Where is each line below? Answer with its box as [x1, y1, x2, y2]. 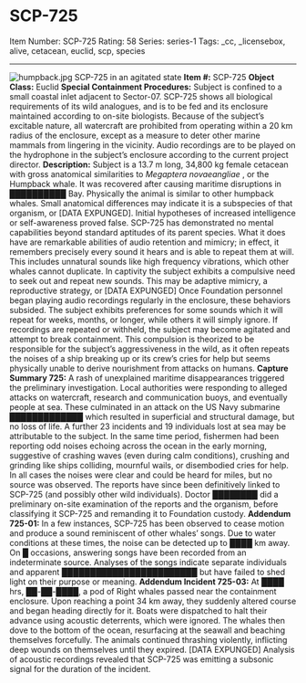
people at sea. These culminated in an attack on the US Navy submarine [9, 401, 280, 412]
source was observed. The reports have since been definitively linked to [9, 478, 280, 489]
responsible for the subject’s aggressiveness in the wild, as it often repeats [9, 343, 290, 354]
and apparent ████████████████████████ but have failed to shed [9, 566, 286, 577]
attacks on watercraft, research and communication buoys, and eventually [9, 392, 289, 403]
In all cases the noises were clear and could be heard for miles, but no [9, 469, 273, 480]
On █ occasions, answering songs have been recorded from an [9, 547, 247, 558]
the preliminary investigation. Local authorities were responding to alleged [9, 382, 288, 393]
